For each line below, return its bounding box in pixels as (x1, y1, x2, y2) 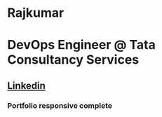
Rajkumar (7, 5, 65, 21)
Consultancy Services (7, 52, 140, 68)
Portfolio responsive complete (7, 100, 112, 110)
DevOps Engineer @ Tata (7, 37, 156, 53)
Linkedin (7, 79, 46, 92)
